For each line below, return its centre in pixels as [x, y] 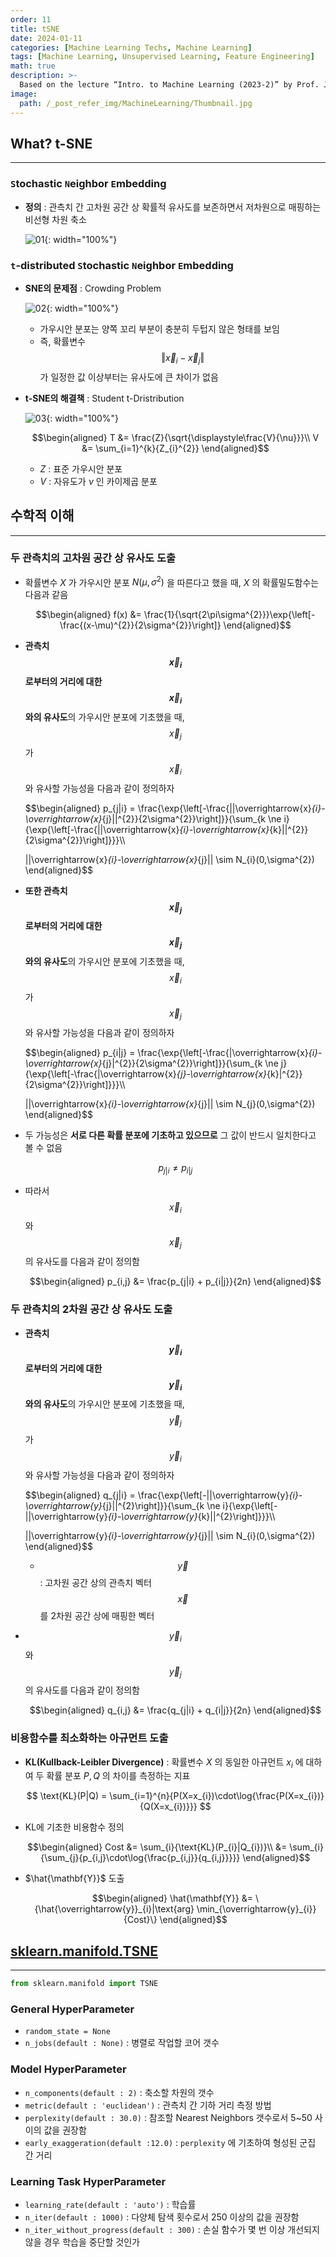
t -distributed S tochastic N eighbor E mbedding [122, 265]
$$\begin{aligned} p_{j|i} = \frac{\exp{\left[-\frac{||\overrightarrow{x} [168, 808]
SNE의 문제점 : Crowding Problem [93, 288]
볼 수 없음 [43, 1147]
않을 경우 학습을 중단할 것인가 [82, 2242]
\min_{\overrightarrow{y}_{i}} [256, 1909]
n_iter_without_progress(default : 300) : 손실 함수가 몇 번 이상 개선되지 [172, 2229]
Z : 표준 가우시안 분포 [81, 468]
